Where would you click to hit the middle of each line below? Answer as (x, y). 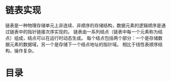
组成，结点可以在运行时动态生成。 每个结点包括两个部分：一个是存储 (86, 38)
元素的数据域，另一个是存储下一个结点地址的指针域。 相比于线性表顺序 (84, 44)
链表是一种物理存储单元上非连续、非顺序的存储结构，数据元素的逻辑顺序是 (83, 25)
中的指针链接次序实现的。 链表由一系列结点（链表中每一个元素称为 (88, 31)
